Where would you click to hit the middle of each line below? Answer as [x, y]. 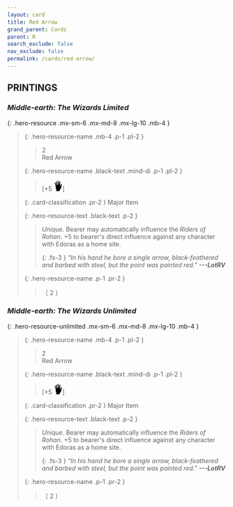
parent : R [22, 37]
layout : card [26, 15]
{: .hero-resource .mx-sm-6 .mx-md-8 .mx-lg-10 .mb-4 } [89, 123]
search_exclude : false [40, 44]
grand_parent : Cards [37, 29]
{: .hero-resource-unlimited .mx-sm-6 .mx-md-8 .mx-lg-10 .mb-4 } [103, 326]
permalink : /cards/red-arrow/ [51, 59]
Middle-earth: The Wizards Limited [68, 108]
